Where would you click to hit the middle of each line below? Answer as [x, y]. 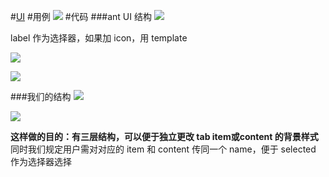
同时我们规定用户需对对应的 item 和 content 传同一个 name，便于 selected [163, 149]
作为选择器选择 [41, 161]
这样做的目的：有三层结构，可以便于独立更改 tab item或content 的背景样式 [164, 136]
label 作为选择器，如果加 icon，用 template [99, 38]
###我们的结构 [41, 96]
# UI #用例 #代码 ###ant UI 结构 [81, 16]
